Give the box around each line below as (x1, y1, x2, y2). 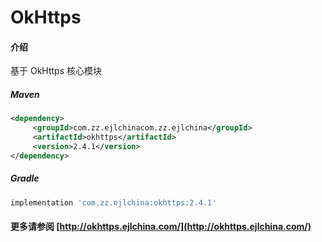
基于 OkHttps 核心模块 (10, 65, 102, 77)
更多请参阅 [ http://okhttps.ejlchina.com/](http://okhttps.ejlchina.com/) (10, 221, 312, 233)
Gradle (10, 172, 40, 185)
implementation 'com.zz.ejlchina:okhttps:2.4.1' (10, 197, 217, 208)
